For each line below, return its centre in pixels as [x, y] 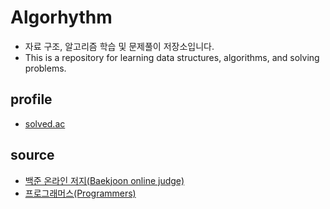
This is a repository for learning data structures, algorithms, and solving [172, 57]
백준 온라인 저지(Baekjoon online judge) [104, 180]
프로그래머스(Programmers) [80, 193]
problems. [45, 68]
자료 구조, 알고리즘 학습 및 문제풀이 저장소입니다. [119, 46]
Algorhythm [61, 17]
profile [31, 99]
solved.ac [45, 123]
